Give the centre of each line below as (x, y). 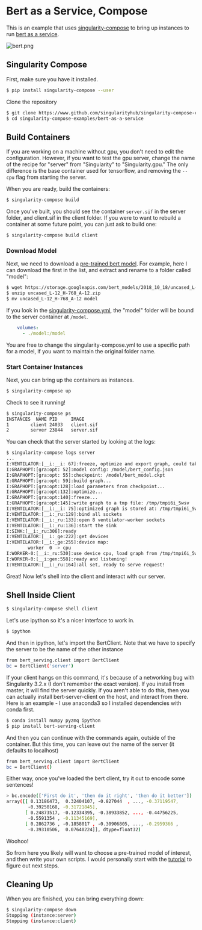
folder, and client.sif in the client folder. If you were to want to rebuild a (94, 218)
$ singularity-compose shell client (52, 609)
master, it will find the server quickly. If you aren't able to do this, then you (98, 690)
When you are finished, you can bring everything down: (75, 899)
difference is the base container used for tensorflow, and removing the (94, 171)
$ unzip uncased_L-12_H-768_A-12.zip (54, 293)
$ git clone (21, 113)
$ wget (14, 288)
